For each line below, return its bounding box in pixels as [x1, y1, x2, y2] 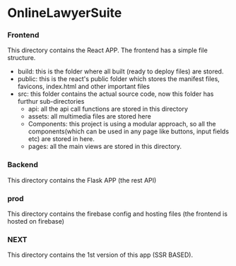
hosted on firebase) [7, 217, 65, 226]
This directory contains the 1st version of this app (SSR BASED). [7, 250, 193, 259]
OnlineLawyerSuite [7, 5, 122, 21]
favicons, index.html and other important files [17, 83, 151, 91]
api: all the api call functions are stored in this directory [28, 104, 189, 114]
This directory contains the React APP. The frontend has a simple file [7, 46, 208, 54]
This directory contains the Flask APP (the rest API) [7, 176, 157, 184]
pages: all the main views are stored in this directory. [28, 143, 182, 151]
